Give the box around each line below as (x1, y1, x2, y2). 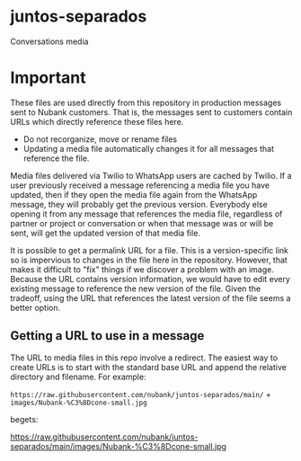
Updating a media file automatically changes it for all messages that (22, 143, 275, 154)
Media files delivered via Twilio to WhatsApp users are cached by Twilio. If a (10, 170, 292, 181)
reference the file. (22, 153, 90, 164)
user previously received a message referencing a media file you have (10, 180, 270, 191)
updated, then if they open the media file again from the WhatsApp (10, 189, 258, 199)
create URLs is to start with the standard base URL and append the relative (10, 361, 287, 372)
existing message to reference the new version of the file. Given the (10, 283, 261, 294)
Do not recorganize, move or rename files (22, 133, 178, 145)
